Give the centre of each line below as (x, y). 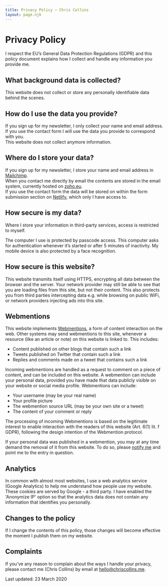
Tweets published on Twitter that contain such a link (66, 354)
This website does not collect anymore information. (58, 142)
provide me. (18, 64)
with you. (15, 137)
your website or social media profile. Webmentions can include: (71, 386)
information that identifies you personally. (48, 502)
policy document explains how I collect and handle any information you (79, 59)
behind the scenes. (25, 98)
